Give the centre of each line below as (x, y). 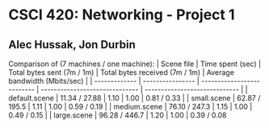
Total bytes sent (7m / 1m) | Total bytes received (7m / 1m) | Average (121, 72)
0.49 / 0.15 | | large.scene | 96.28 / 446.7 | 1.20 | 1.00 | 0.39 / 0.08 (118, 115)
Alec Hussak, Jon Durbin (72, 45)
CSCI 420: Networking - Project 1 (122, 15)
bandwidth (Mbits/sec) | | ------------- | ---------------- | (104, 81)
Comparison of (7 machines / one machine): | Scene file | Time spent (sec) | (134, 64)
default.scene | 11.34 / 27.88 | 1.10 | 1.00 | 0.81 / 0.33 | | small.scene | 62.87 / (134, 98)
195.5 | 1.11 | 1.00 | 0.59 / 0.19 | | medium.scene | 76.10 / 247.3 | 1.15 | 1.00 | (130, 107)
